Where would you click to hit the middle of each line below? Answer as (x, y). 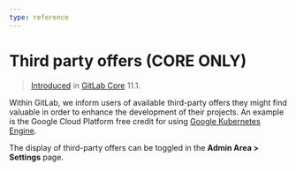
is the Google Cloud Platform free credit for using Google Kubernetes (135, 121)
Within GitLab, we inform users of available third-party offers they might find (148, 102)
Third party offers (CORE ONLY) (128, 60)
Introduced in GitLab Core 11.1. (86, 85)
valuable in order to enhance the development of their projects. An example (147, 112)
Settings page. (37, 157)
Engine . (23, 130)
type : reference (39, 17)
